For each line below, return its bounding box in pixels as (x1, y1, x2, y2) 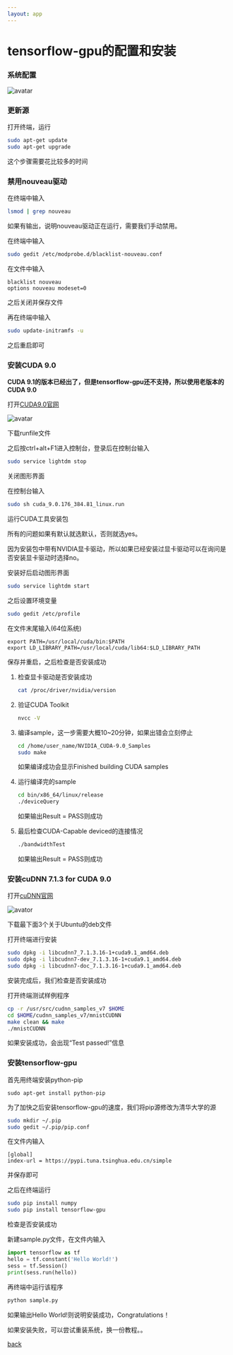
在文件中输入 (7, 264, 44, 273)
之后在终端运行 (7, 1185, 51, 1195)
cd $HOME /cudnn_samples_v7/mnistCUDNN (7, 1011, 121, 1019)
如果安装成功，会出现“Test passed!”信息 (7, 1038, 125, 1047)
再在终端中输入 (7, 313, 51, 322)
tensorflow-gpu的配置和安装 (7, 43, 177, 59)
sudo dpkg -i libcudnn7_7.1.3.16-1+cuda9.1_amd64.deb (7, 949, 169, 956)
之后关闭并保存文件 (7, 298, 64, 307)
